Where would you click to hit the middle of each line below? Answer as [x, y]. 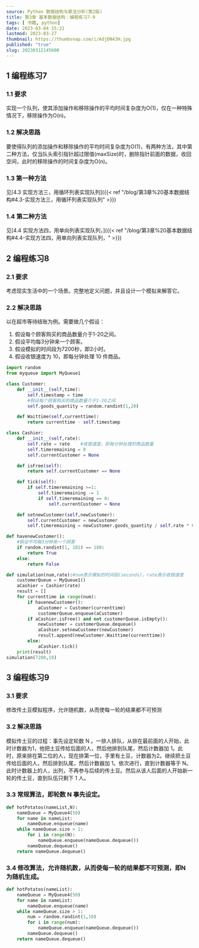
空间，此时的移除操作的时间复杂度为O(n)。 [58, 161]
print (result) [34, 652]
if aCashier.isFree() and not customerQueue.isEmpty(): [98, 619]
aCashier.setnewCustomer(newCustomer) [86, 630]
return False [44, 564]
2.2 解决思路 [24, 307]
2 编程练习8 [28, 258]
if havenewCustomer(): [55, 602]
